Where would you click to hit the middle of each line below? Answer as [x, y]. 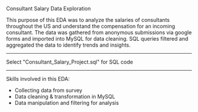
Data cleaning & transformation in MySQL [65, 96]
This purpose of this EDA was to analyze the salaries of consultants [88, 20]
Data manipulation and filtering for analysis [67, 103]
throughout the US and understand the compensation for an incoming [91, 26]
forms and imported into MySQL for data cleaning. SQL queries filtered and [97, 39]
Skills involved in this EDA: [38, 79]
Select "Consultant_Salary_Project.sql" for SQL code [70, 62]
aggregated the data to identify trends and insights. [68, 45]
